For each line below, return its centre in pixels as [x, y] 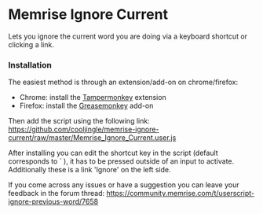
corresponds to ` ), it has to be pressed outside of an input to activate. [121, 161]
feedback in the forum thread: [56, 194]
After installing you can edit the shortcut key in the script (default [113, 153]
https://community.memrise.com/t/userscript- [180, 194]
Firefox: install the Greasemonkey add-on [86, 106]
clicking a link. [31, 44]
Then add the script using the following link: [79, 121]
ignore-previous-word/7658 [53, 201]
